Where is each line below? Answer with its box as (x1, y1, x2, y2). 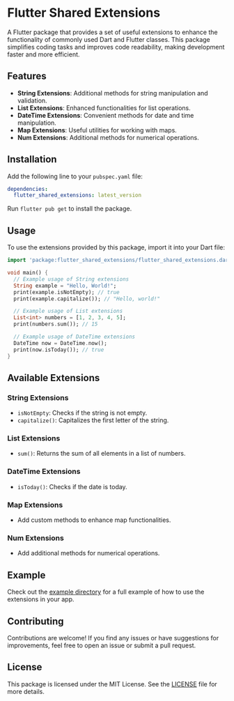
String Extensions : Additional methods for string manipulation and (17, 88, 208, 97)
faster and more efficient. (7, 50, 80, 59)
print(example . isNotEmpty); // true (13, 288, 120, 295)
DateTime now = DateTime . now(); (13, 339, 108, 346)
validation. (17, 96, 47, 105)
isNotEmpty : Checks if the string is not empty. (17, 409, 148, 417)
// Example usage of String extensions (13, 275, 130, 283)
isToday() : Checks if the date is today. (17, 482, 127, 491)
